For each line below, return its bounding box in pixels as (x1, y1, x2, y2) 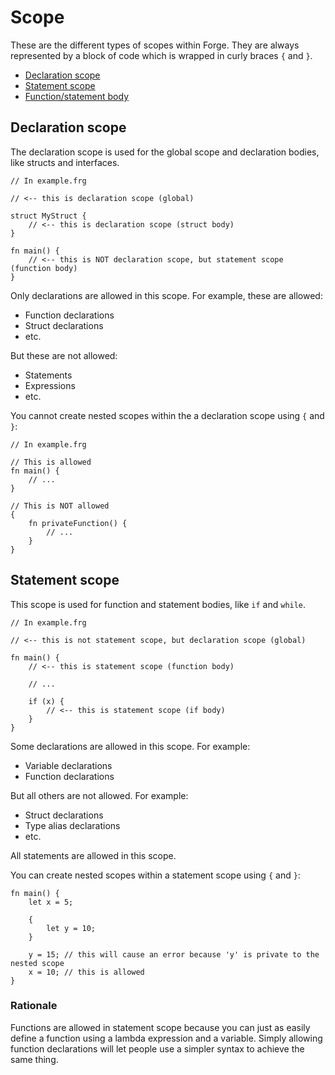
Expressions (24, 379, 76, 391)
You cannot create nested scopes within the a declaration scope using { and (10, 409, 325, 421)
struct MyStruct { (10, 211, 87, 221)
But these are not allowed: (10, 349, 118, 361)
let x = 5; (28, 897, 74, 907)
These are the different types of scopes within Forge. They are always (10, 39, 300, 51)
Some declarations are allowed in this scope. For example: (10, 740, 251, 752)
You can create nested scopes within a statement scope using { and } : (10, 869, 301, 881)
